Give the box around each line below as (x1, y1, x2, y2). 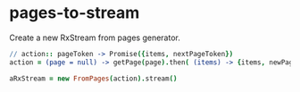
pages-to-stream (9, 3, 140, 23)
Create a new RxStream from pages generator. (9, 32, 180, 43)
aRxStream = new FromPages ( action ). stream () (9, 74, 178, 83)
